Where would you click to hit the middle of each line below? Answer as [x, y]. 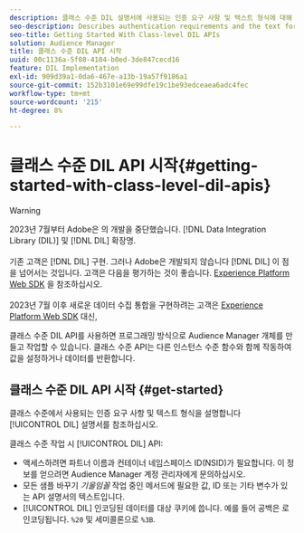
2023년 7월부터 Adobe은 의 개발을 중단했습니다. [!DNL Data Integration [138, 229]
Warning [25, 211]
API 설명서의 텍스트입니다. [78, 497]
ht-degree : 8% [36, 110]
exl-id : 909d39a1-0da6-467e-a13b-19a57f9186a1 [99, 77]
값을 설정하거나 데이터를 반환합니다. [72, 358]
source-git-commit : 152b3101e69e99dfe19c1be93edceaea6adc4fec [129, 85]
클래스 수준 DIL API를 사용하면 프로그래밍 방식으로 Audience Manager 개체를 [147, 336]
